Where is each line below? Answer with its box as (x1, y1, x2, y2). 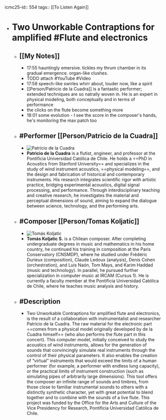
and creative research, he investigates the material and (26, 192, 139, 198)
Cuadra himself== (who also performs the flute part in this (26, 331, 146, 337)
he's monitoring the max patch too (26, 117, 97, 123)
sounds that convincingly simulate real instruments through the (26, 347, 156, 353)
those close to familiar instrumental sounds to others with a (26, 384, 148, 390)
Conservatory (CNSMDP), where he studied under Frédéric (26, 251, 148, 257)
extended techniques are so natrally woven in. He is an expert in (26, 91, 158, 97)
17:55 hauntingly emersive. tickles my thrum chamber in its (26, 65, 147, 71)
